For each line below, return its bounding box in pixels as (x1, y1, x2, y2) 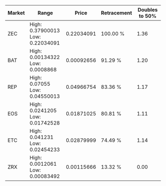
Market (7, 9, 25, 16)
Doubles (137, 6, 158, 13)
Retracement (101, 9, 132, 16)
